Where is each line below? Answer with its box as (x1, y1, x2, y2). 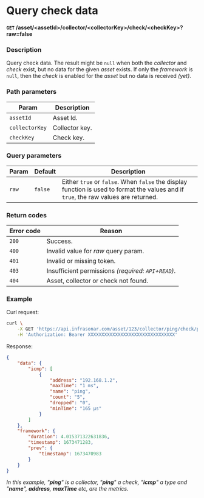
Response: (6, 343, 33, 350)
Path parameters (6, 88, 56, 96)
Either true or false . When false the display (61, 177, 188, 186)
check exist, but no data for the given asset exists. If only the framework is (6, 66, 193, 73)
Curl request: (6, 309, 39, 316)
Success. (46, 237, 73, 245)
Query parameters (6, 152, 62, 160)
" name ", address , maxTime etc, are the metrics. (6, 485, 129, 493)
